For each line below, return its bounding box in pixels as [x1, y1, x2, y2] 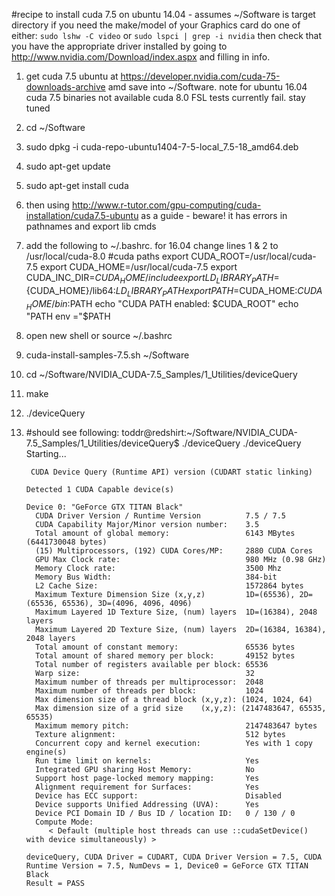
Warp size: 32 [35, 669, 255, 679]
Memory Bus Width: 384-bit [35, 572, 278, 583]
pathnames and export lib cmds [25, 220, 157, 232]
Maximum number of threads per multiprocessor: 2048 [35, 677, 264, 688]
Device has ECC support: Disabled [35, 791, 282, 801]
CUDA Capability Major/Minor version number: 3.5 [35, 520, 260, 530]
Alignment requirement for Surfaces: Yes [35, 782, 260, 793]
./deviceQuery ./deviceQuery [181, 437, 302, 449]
